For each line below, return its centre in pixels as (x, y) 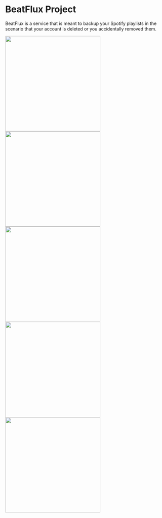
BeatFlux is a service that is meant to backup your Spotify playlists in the (81, 23)
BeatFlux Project (41, 9)
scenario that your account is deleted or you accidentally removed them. (81, 28)
